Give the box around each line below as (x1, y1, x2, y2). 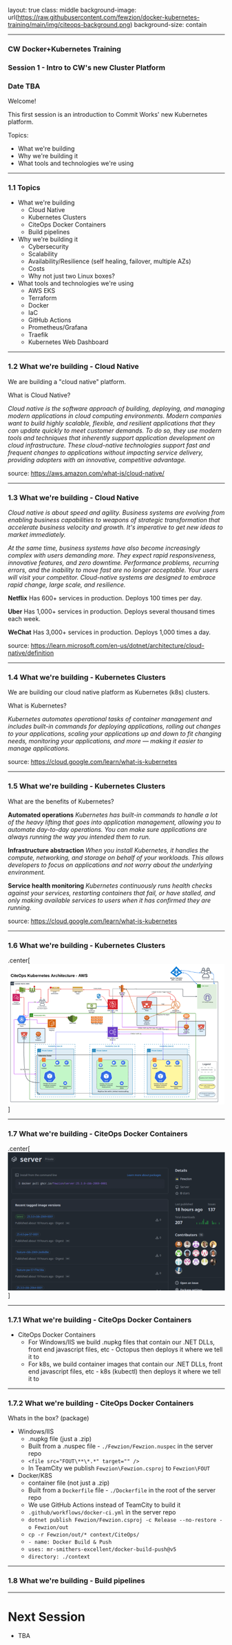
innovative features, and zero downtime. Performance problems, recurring (8, 559, 220, 567)
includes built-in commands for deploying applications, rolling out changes (8, 722, 221, 731)
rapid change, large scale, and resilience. (8, 580, 126, 589)
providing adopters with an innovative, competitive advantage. (8, 455, 187, 464)
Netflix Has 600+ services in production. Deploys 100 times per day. (8, 594, 202, 602)
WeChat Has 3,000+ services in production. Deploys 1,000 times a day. (8, 628, 211, 636)
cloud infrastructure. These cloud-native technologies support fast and (8, 441, 211, 449)
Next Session (8, 1609, 85, 1624)
